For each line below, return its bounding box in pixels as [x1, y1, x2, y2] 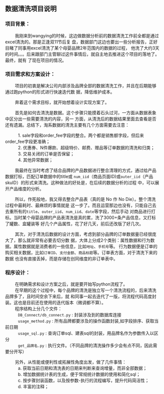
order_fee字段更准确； [5, 138, 50, 144]
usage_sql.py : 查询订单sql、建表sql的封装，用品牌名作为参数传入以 [18, 330, 154, 336]
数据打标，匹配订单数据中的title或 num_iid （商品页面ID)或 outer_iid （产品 [5, 173, 153, 179]
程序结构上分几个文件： [14, 306, 62, 312]
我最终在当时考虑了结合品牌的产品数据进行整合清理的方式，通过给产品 [14, 167, 157, 173]
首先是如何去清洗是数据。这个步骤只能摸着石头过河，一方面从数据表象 [14, 109, 157, 115]
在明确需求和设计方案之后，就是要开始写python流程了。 [14, 281, 128, 287]
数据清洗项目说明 [5, 4, 57, 13]
